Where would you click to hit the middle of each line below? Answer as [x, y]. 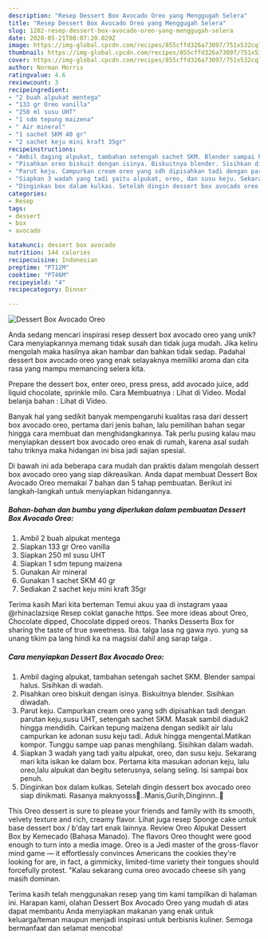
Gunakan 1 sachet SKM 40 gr [67, 581]
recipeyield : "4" [37, 282]
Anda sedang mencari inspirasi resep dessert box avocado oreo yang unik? [132, 335]
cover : [19, 61]
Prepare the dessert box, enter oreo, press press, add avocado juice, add [128, 385]
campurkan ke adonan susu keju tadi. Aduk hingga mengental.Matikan [135, 736]
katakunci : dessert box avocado [62, 245]
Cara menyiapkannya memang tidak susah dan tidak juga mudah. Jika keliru [133, 343]
